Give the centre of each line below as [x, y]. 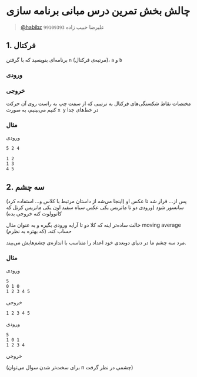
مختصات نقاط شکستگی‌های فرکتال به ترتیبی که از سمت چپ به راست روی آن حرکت [98, 103]
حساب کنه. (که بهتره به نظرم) [39, 231]
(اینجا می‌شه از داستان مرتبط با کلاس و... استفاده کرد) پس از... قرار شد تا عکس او [96, 201]
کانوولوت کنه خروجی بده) [34, 214]
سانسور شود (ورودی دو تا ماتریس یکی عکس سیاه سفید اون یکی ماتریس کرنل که [95, 207]
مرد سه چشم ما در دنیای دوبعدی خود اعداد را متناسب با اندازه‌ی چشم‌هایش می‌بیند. [96, 243]
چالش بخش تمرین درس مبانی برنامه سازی [98, 11]
